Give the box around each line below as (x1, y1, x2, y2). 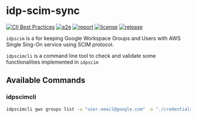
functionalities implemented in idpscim (6, 58, 98, 65)
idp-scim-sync (6, 4, 80, 18)
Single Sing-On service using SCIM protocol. (6, 41, 114, 48)
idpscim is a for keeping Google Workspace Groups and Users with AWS (6, 34, 181, 41)
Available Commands (6, 75, 86, 85)
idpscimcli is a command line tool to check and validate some (6, 52, 157, 59)
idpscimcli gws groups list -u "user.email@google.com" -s (6, 106, 154, 112)
